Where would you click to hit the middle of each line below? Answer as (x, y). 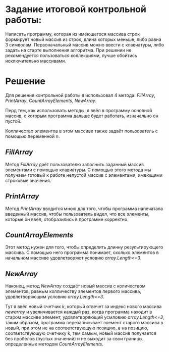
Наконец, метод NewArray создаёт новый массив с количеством (75, 286)
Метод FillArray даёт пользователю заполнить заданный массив (75, 164)
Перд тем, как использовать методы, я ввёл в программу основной (79, 110)
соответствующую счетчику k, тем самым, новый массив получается (81, 333)
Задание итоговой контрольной (76, 9)
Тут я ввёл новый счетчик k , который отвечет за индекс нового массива (83, 307)
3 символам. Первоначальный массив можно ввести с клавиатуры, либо (85, 44)
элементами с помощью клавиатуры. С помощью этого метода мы (78, 170)
